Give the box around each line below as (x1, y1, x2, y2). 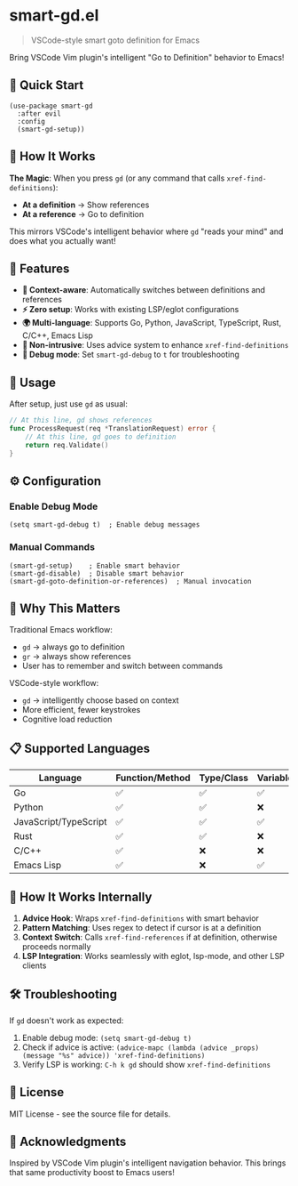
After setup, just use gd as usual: (9, 399, 129, 409)
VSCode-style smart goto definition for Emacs (30, 35, 200, 45)
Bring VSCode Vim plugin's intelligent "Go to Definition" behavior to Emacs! (9, 52, 285, 62)
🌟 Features (9, 261, 70, 276)
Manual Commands (9, 541, 96, 553)
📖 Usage (9, 375, 56, 390)
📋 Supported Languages (9, 740, 151, 756)
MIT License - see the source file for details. (9, 1109, 171, 1119)
